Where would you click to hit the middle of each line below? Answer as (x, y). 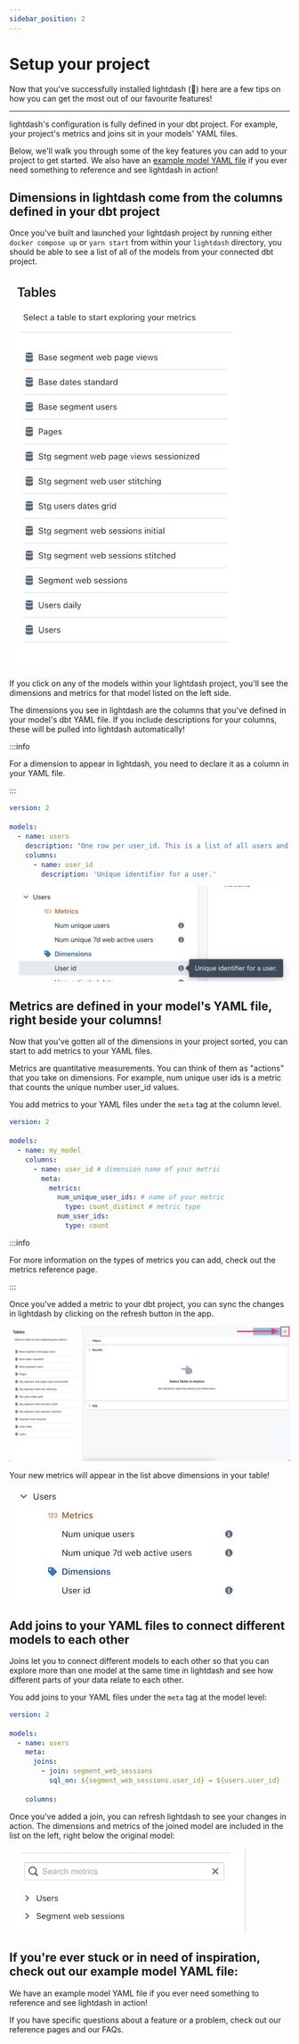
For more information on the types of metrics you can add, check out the (142, 1260)
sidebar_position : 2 (48, 19)
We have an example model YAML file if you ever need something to (134, 1993)
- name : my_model (49, 1151)
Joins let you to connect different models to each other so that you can (139, 1660)
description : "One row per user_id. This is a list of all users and (157, 846)
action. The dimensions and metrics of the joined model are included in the (146, 1825)
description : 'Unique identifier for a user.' (129, 874)
